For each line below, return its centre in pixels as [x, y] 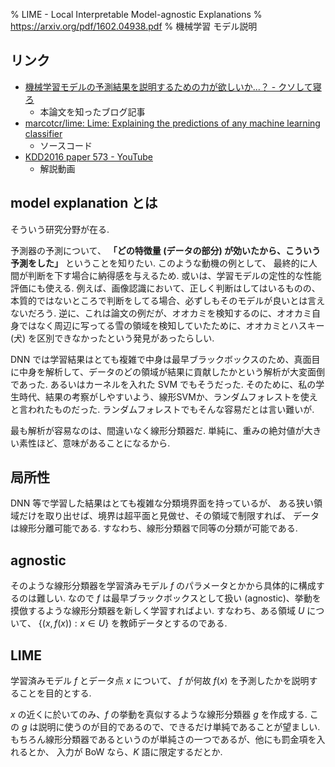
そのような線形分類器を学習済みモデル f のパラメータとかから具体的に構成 [163, 586]
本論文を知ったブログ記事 [92, 111]
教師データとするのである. [173, 623]
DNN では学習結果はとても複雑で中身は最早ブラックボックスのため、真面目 [165, 359]
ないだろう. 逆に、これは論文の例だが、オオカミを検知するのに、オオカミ [161, 313]
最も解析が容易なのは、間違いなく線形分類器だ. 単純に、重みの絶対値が [157, 430]
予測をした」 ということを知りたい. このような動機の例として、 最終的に [159, 263]
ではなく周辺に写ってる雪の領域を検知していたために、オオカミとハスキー [171, 325]
